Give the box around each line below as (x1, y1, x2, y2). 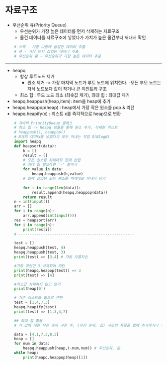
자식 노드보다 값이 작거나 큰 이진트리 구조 (27, 86, 107, 92)
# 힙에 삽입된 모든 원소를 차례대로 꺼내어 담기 (23, 176, 106, 181)
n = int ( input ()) (14, 199, 50, 204)
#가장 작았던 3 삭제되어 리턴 (14, 263, 65, 268)
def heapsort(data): (14, 143, 57, 148)
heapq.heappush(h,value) (31, 171, 83, 177)
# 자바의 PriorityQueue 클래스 (14, 121, 73, 125)
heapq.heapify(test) (14, 305, 57, 310)
